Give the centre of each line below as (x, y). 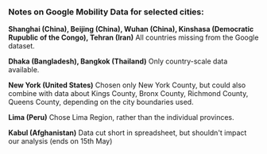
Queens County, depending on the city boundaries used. (101, 102)
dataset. (22, 46)
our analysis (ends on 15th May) (60, 141)
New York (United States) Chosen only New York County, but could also (127, 85)
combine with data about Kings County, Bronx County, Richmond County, (128, 94)
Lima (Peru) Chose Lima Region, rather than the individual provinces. (121, 117)
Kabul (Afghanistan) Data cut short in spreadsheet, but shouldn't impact (128, 133)
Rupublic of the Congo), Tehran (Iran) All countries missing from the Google (133, 37)
